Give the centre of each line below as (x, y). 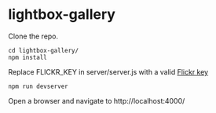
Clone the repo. (33, 36)
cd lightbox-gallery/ (44, 50)
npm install (27, 57)
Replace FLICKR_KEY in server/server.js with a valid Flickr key (108, 71)
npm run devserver (38, 86)
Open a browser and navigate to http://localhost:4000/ (97, 100)
